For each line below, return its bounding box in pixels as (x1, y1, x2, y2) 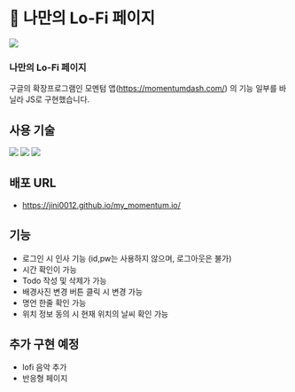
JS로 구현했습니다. (25, 94, 90, 105)
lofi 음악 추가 (21, 362, 67, 372)
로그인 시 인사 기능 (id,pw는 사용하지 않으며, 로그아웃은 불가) (21, 253, 232, 263)
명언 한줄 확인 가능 (21, 297, 87, 308)
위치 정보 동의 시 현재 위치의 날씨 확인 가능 (21, 308, 169, 319)
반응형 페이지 (21, 373, 68, 384)
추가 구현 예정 (9, 337, 80, 352)
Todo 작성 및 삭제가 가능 (21, 275, 107, 286)
